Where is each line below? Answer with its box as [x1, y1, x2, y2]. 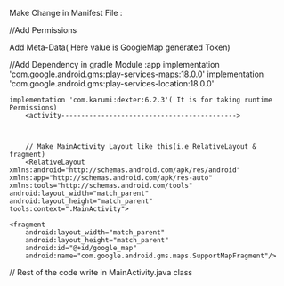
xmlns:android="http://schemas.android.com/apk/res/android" [9, 166, 241, 175]
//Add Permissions [9, 25, 77, 35]
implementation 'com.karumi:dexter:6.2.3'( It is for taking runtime [9, 95, 273, 104]
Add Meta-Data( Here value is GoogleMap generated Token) [9, 42, 231, 53]
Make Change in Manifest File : [9, 8, 123, 18]
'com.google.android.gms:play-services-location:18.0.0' [9, 78, 215, 88]
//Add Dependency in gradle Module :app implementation [9, 60, 220, 69]
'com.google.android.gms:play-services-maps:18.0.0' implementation [9, 69, 264, 79]
